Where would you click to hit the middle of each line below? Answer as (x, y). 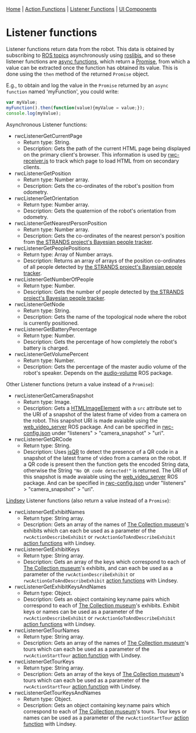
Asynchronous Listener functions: (47, 124)
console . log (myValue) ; (34, 113)
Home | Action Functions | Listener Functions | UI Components (81, 9)
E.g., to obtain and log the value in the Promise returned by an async (87, 85)
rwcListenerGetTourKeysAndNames (58, 693)
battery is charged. (46, 348)
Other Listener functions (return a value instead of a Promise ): (80, 384)
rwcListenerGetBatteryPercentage (56, 329)
